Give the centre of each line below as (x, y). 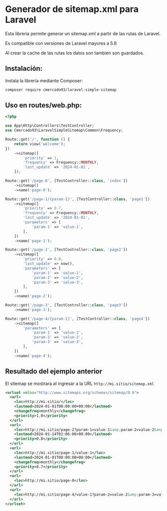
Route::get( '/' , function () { (38, 140)
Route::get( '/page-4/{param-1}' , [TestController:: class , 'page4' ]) (78, 319)
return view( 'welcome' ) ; (40, 144)
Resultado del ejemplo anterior (54, 372)
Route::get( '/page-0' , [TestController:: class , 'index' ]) (66, 181)
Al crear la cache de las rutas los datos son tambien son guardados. (75, 53)
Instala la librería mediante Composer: (44, 80)
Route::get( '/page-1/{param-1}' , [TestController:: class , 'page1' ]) (78, 199)
